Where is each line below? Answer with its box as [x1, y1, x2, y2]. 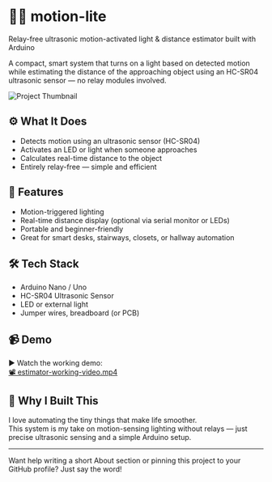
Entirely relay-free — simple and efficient [19, 162, 157, 171]
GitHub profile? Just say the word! [8, 464, 123, 474]
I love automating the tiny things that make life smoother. [8, 416, 198, 425]
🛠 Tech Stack [8, 256, 79, 270]
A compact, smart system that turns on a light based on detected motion [8, 58, 251, 68]
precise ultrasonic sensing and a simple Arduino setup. [8, 433, 192, 442]
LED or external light [19, 299, 89, 310]
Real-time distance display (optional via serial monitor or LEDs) [19, 215, 231, 225]
